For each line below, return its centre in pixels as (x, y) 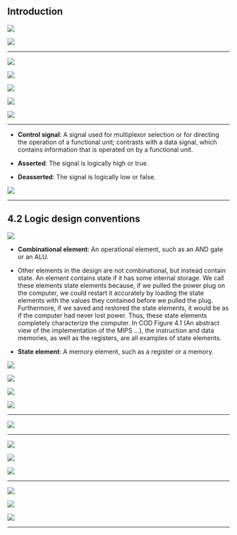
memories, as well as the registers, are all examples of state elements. (120, 337)
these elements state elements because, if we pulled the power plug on (121, 285)
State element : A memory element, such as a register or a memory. (115, 351)
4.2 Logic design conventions (74, 219)
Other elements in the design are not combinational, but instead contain (121, 270)
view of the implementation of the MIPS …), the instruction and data (116, 330)
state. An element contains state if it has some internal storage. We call (121, 277)
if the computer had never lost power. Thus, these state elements (112, 315)
